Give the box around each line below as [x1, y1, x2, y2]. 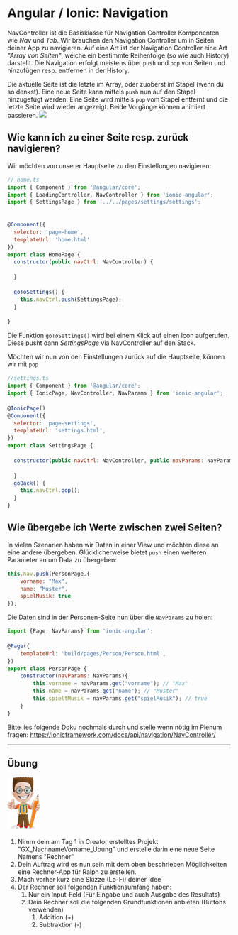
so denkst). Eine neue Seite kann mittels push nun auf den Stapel [7, 87, 196, 96]
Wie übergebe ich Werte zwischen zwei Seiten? [7, 522, 222, 534]
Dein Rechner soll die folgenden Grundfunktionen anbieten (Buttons [28, 897, 227, 906]
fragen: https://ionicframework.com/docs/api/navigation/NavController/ [7, 730, 216, 739]
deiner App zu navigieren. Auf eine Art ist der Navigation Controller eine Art [7, 43, 228, 52]
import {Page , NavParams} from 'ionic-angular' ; [7, 628, 154, 635]
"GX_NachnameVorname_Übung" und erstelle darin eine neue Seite [17, 845, 215, 853]
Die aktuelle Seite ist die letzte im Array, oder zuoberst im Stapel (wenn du [7, 80, 225, 88]
